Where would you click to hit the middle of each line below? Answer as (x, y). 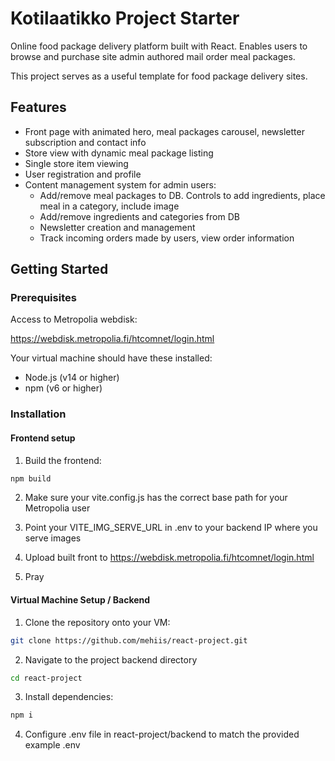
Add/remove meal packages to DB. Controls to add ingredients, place (182, 195)
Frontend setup (43, 438)
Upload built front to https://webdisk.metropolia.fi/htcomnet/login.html (169, 558)
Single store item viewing (76, 163)
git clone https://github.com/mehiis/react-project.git (129, 640)
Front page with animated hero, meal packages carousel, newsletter (164, 131)
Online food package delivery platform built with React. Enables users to (159, 46)
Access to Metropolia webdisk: (74, 319)
